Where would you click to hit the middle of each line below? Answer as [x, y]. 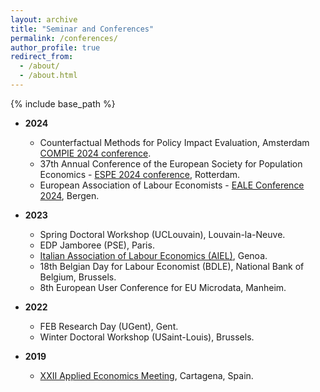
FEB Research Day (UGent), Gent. [109, 326]
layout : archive [44, 19]
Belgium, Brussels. [78, 277]
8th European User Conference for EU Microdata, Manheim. [163, 287]
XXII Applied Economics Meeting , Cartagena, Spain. [146, 375]
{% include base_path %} [63, 103]
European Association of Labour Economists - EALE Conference [172, 185]
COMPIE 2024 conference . [95, 153]
